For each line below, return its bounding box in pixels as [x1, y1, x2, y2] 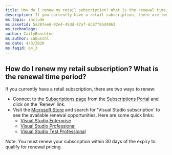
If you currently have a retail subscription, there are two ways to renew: [5, 86, 156, 92]
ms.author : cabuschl [5, 36, 50, 41]
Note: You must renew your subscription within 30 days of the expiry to [5, 139, 156, 145]
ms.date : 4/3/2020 [5, 41, 45, 46]
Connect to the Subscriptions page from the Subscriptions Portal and [12, 96, 159, 102]
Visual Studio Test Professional [20, 128, 86, 135]
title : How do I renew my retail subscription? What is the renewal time [5, 7, 166, 13]
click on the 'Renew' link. [12, 101, 66, 107]
